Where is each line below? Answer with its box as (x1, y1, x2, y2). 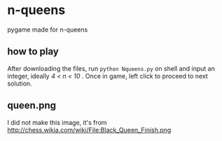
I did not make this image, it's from (7, 118, 107, 126)
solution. (7, 79, 33, 88)
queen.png (7, 100, 56, 112)
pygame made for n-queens (7, 25, 88, 34)
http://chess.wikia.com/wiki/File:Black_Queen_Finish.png (7, 126, 172, 134)
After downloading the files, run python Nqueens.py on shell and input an (7, 64, 215, 72)
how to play (7, 46, 60, 58)
